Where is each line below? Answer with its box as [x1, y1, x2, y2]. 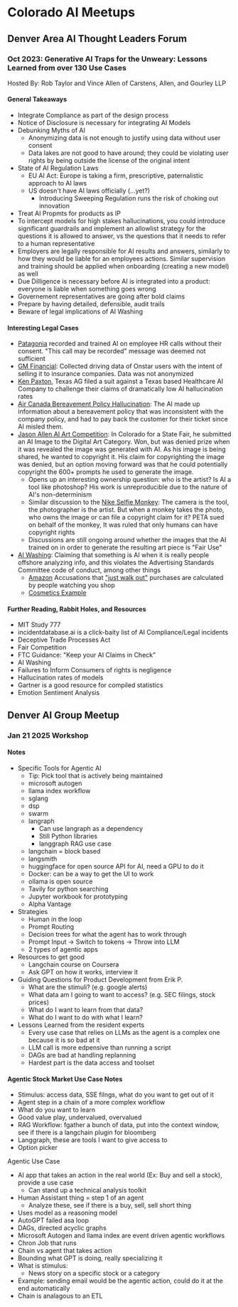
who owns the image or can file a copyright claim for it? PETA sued [28, 513, 225, 522]
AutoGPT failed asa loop [17, 1216, 90, 1225]
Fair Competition [17, 643, 67, 652]
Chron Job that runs [17, 1239, 77, 1247]
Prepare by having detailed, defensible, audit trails [17, 300, 165, 308]
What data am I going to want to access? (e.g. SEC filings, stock [28, 991, 216, 999]
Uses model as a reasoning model [17, 1209, 118, 1217]
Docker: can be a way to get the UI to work [28, 870, 154, 878]
